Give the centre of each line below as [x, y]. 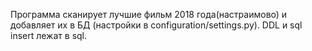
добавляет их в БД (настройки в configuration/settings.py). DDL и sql [156, 25]
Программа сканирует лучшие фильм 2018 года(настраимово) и [149, 14]
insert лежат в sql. [49, 35]
